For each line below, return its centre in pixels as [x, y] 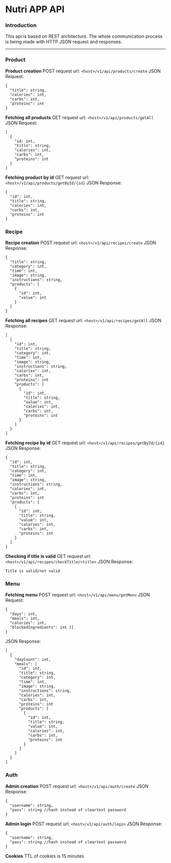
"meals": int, [25, 619]
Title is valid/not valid [33, 571]
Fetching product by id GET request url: [47, 177]
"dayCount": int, [33, 660]
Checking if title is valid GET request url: [48, 556]
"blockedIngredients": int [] [42, 627]
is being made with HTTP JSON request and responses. [64, 42]
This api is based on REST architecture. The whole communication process [84, 36]
